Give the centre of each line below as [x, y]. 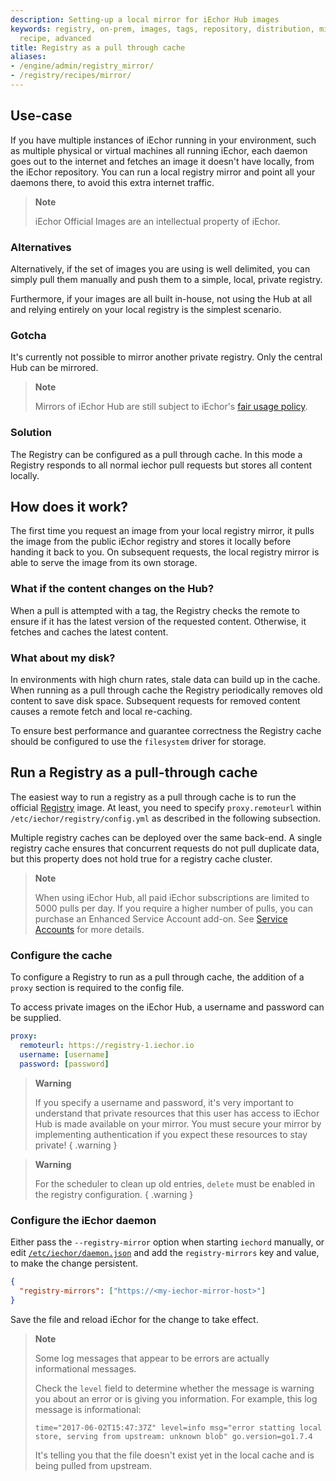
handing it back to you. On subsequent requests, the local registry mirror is [165, 552]
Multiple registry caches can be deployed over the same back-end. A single [166, 837]
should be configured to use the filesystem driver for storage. [138, 741]
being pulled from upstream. [93, 1465]
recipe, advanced [55, 38]
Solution [31, 433]
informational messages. [85, 1368]
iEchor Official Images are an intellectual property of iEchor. [157, 221]
